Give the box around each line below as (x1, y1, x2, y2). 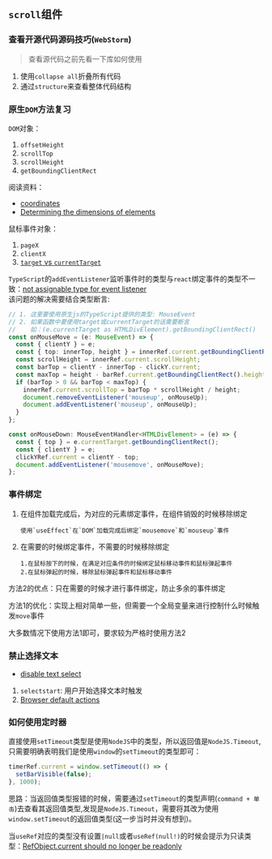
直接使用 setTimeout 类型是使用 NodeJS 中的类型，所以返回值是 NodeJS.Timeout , (8, 737, 261, 746)
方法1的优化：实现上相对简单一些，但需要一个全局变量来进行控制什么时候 (8, 600, 253, 610)
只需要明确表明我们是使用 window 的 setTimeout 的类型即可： (8, 746, 202, 756)
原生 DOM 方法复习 (8, 104, 71, 115)
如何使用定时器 (8, 716, 67, 728)
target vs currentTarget (19, 257, 101, 267)
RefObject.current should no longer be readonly (23, 841, 182, 851)
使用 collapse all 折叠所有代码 (19, 71, 121, 81)
